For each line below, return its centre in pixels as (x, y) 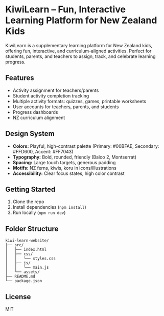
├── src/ (15, 245)
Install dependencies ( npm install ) (50, 207)
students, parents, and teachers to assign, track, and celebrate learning (80, 56)
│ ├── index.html (26, 250)
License (18, 297)
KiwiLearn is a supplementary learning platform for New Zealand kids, (79, 45)
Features (20, 78)
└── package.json (24, 281)
